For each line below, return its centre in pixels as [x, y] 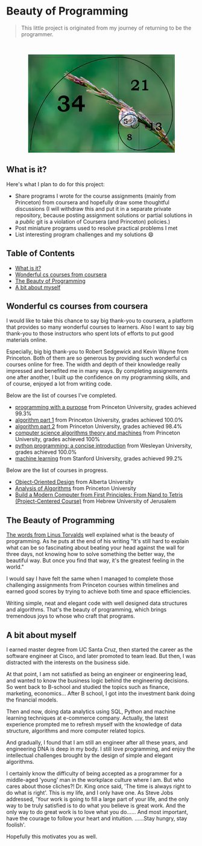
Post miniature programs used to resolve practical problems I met [96, 228]
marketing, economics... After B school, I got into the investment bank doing [101, 693]
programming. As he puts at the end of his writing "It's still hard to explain [98, 541]
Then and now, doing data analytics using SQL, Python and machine [91, 712]
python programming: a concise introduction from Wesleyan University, [104, 446]
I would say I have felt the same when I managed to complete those [90, 579]
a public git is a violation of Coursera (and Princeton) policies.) [93, 221]
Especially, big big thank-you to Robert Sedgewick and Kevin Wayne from [97, 352]
